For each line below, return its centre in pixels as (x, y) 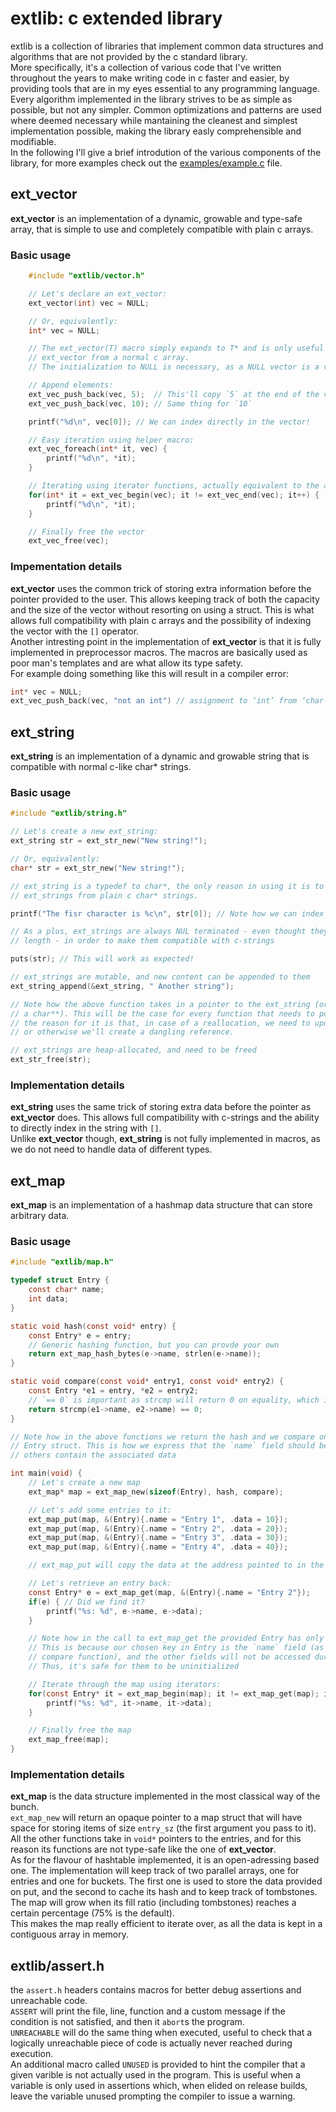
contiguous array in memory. (70, 1934)
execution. (32, 2054)
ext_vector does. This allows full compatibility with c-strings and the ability (165, 1118)
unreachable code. (49, 2001)
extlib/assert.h (57, 1965)
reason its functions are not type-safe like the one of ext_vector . (143, 1849)
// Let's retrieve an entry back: (100, 1583)
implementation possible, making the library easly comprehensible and (156, 131)
